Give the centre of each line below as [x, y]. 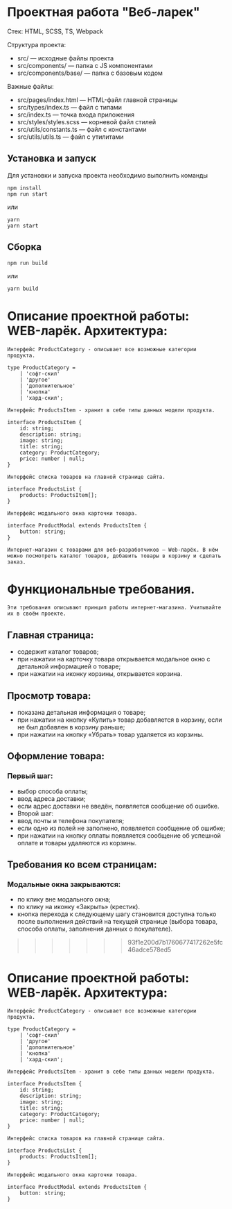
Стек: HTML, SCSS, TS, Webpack [55, 31]
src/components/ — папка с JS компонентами [85, 65]
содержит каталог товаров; [58, 652]
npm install [24, 188]
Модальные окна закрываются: [64, 884]
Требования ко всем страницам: [82, 865]
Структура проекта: [37, 44]
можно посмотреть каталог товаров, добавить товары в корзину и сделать [114, 556]
